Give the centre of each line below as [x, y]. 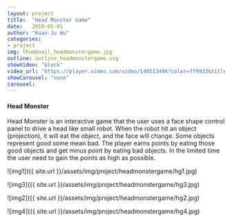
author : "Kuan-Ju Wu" [38, 33]
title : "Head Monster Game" [49, 20]
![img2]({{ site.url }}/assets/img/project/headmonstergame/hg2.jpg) [104, 198]
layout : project [30, 13]
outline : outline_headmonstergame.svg [63, 59]
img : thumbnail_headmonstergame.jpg [60, 52]
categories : [24, 39]
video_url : [23, 71]
